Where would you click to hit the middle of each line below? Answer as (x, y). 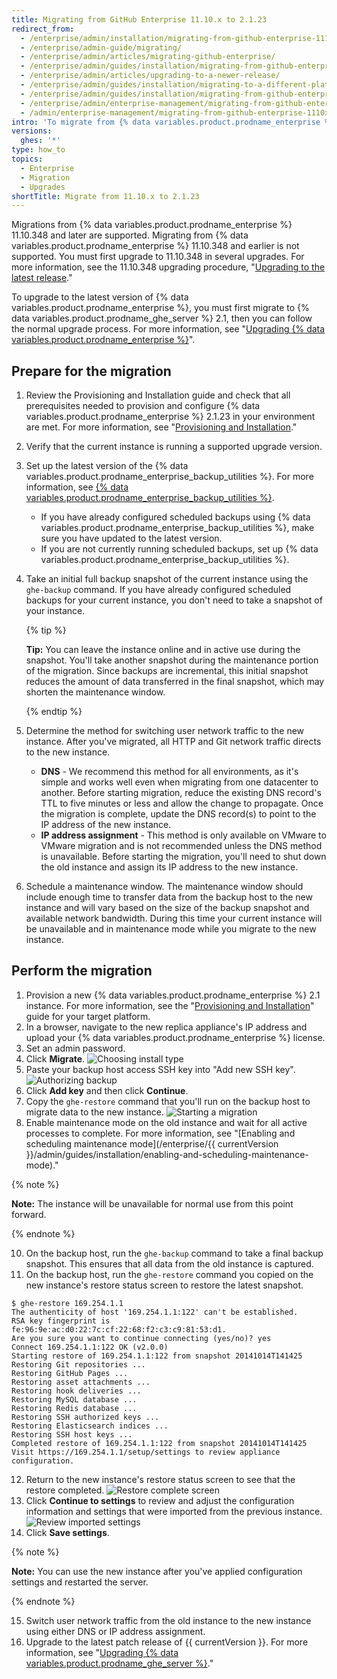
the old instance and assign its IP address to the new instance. (169, 867)
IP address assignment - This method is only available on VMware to (183, 835)
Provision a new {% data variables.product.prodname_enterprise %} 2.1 (173, 995)
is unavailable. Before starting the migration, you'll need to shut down (183, 857)
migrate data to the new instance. (94, 1112)
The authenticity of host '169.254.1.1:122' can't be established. (155, 1312)
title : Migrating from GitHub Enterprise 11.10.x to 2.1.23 (139, 19)
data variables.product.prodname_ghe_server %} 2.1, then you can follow (162, 318)
